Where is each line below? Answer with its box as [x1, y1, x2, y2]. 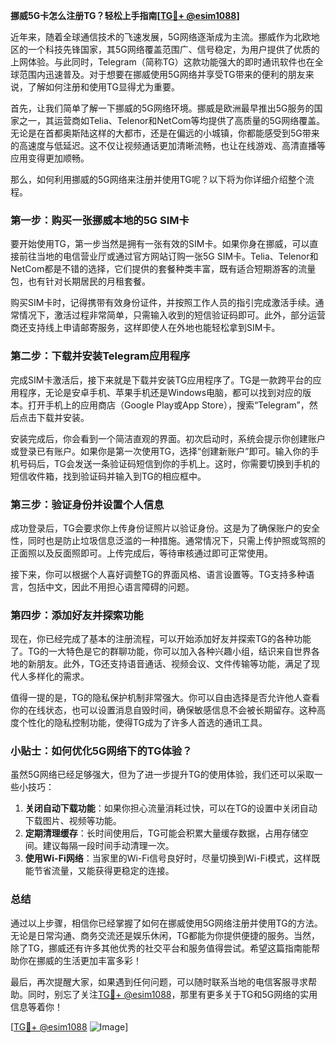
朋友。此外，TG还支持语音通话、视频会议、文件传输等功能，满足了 [36, 658, 312, 670]
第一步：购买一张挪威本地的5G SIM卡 [10, 213, 190, 227]
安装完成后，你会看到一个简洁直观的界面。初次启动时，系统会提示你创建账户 [10, 432, 326, 444]
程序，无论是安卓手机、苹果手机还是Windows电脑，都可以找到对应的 [18, 386, 303, 398]
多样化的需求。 [27, 670, 90, 683]
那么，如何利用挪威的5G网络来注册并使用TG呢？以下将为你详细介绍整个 [10, 174, 306, 185]
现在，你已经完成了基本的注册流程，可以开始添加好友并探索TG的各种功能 [10, 633, 312, 645]
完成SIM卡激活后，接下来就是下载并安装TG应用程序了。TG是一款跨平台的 [10, 374, 313, 386]
